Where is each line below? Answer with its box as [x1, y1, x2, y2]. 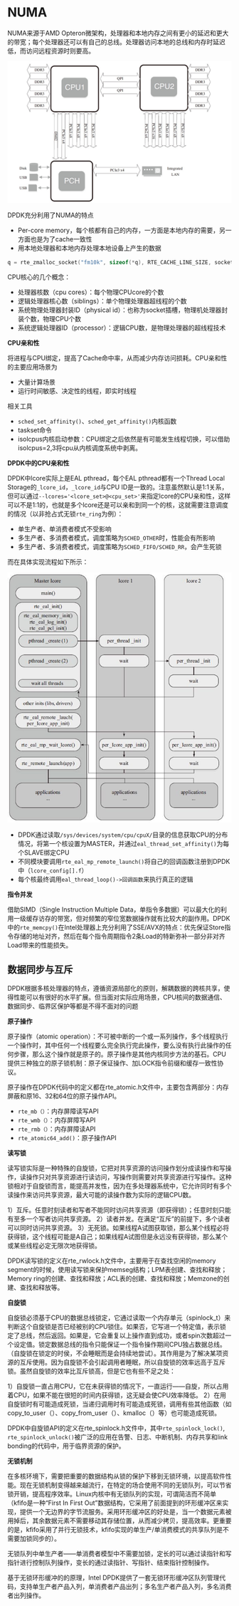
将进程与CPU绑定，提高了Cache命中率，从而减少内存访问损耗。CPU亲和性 [7, 353, 228, 362]
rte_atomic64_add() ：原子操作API [17, 1133, 117, 1142]
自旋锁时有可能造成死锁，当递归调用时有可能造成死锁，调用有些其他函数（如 [7, 1399, 232, 1408]
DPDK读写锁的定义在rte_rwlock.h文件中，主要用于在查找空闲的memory [7, 1256, 216, 1265]
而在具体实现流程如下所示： [7, 557, 89, 566]
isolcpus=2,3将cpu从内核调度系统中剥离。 [17, 443, 142, 452]
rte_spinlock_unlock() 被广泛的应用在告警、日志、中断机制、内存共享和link [7, 1432, 228, 1441]
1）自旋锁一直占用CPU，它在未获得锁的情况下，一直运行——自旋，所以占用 [7, 1382, 229, 1390]
